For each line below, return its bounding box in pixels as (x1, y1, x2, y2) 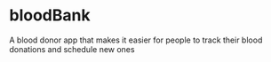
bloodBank (9, 5, 91, 26)
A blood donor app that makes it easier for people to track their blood (9, 35, 263, 45)
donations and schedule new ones (9, 43, 135, 54)
